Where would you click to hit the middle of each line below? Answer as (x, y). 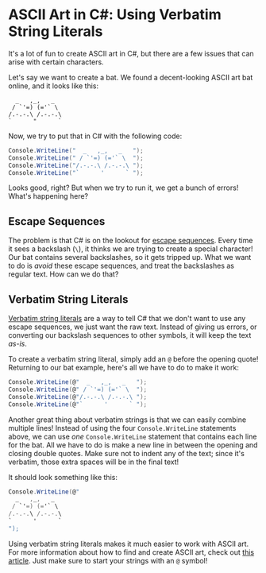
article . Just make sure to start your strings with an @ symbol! (108, 560)
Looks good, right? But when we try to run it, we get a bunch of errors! (123, 188)
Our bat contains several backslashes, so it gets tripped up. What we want (130, 257)
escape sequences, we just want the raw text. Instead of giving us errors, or (133, 327)
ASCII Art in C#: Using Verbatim (115, 15)
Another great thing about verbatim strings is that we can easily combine (127, 420)
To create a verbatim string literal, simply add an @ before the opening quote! (133, 359)
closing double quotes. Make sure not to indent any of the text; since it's (126, 453)
